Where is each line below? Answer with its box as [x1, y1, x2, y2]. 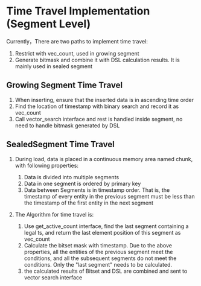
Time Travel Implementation [6, 4, 150, 18]
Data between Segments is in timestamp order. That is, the [24, 186, 170, 194]
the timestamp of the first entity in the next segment [24, 199, 154, 206]
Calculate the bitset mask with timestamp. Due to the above [24, 241, 172, 249]
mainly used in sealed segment [14, 62, 92, 70]
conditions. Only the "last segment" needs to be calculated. [24, 261, 173, 268]
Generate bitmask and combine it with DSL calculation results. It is [14, 56, 180, 63]
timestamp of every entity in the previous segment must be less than [24, 192, 195, 200]
